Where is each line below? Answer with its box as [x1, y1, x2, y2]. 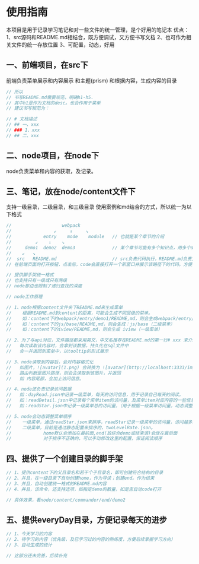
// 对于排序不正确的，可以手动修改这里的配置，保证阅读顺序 [6, 436, 163, 442]
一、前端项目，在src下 [6, 60, 89, 70]
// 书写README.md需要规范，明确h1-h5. [6, 94, 94, 100]
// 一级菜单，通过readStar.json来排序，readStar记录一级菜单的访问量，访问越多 [6, 419, 192, 425]
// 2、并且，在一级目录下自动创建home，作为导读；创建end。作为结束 [6, 475, 155, 481]
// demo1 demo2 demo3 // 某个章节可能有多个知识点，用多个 [6, 245, 191, 251]
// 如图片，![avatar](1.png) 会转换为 [6, 365, 100, 370]
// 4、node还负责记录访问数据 [6, 386, 72, 392]
